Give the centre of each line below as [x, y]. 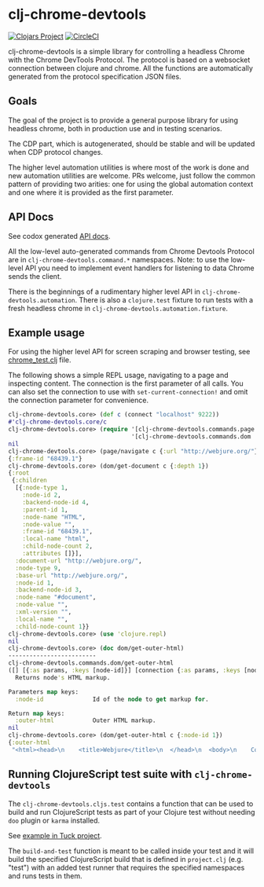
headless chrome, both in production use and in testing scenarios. [115, 128]
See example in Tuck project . [55, 835]
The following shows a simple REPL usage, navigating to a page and [119, 376]
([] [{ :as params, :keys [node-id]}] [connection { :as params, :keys [125, 670]
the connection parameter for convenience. [79, 400]
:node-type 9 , [38, 568]
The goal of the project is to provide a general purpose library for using [123, 120]
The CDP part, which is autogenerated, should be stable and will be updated [132, 144]
